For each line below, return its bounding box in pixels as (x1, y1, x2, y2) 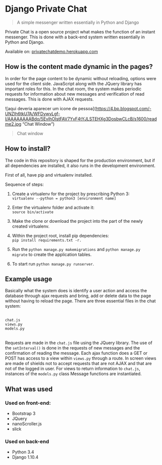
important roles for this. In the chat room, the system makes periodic (5, 86, 142, 92)
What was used (5, 385, 53, 393)
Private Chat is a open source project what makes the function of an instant (5, 29, 156, 34)
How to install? (5, 145, 51, 153)
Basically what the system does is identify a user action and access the (5, 288, 147, 294)
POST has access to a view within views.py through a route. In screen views (5, 355, 156, 361)
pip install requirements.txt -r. (12, 238, 82, 243)
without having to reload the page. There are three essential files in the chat (5, 298, 156, 304)
